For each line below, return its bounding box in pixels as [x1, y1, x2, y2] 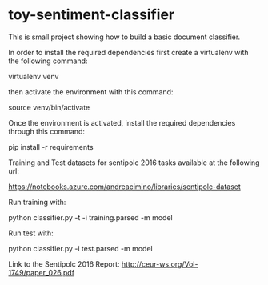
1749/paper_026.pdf [8, 267, 74, 277]
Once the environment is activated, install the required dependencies [8, 118, 236, 127]
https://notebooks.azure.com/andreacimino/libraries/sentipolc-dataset [8, 182, 242, 191]
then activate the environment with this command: [8, 86, 174, 97]
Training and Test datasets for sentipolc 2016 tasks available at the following [8, 158, 260, 167]
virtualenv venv [8, 71, 59, 81]
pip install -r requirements [8, 142, 94, 151]
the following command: [8, 56, 88, 66]
